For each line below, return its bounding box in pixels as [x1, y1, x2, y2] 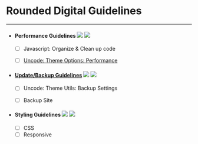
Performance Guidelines [14, 32, 76, 39]
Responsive [23, 131, 52, 138]
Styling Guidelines [14, 111, 61, 119]
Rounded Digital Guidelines [6, 4, 142, 18]
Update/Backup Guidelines [14, 71, 82, 78]
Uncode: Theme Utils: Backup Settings [23, 84, 118, 92]
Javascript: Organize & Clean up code [23, 45, 116, 53]
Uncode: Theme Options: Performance [23, 57, 118, 64]
